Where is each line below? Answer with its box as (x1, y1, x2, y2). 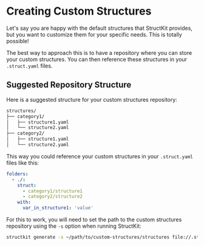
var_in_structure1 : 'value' (22, 205, 94, 211)
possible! (6, 37, 29, 44)
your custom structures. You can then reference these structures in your (6, 55, 187, 63)
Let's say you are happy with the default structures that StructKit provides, (6, 24, 193, 32)
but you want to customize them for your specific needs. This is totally (6, 30, 182, 38)
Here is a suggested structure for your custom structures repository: (6, 96, 177, 103)
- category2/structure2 (22, 194, 83, 200)
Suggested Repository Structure (6, 80, 132, 90)
